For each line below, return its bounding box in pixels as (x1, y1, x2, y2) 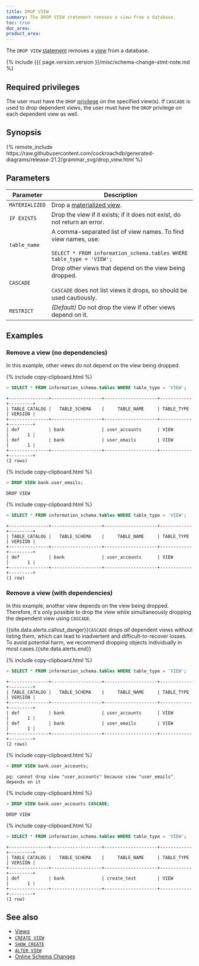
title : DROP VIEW (6, 8, 49, 15)
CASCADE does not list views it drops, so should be (51, 286, 188, 294)
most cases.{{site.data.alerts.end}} (6, 645, 92, 653)
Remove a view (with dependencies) (6, 589, 113, 597)
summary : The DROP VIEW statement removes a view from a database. (6, 14, 176, 20)
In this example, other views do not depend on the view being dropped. (6, 362, 181, 369)
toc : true (6, 20, 31, 26)
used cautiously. (51, 293, 98, 301)
